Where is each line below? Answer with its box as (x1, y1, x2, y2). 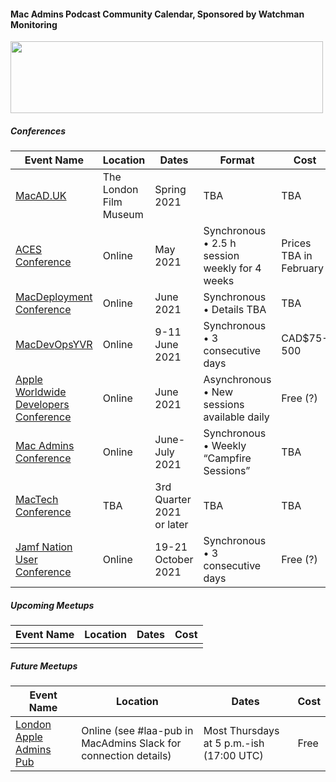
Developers (15, 398, 70, 412)
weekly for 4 (203, 261, 262, 275)
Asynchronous (203, 373, 272, 387)
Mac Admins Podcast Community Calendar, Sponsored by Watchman (10, 8, 305, 20)
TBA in (281, 249, 313, 263)
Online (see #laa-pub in (81, 724, 194, 738)
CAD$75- (281, 331, 329, 345)
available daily (203, 410, 270, 424)
